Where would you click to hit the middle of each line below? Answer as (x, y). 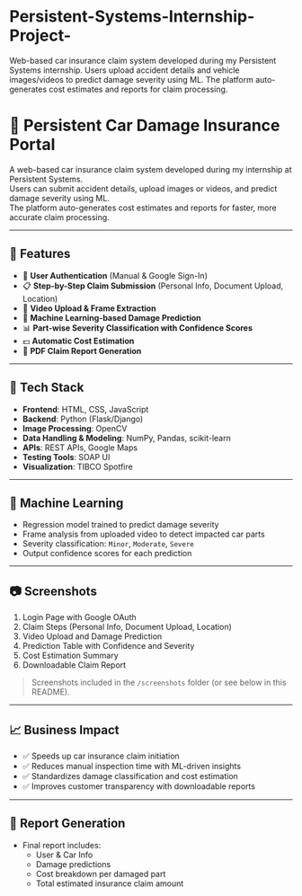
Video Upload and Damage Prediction (92, 636)
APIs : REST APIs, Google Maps (80, 448)
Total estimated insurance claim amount (110, 883)
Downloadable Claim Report (74, 665)
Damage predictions (73, 864)
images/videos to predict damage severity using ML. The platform (131, 79)
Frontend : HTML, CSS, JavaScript (85, 409)
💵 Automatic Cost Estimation (78, 341)
